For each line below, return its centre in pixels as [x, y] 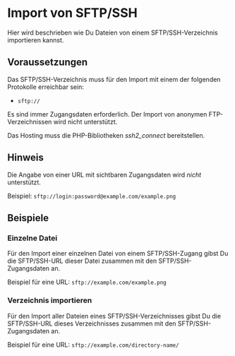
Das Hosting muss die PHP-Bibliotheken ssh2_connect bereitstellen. [106, 135]
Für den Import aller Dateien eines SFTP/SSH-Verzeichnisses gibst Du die [114, 316]
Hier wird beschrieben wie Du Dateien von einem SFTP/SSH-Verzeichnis [113, 32]
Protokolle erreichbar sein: [46, 87]
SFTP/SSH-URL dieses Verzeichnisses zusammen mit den [92, 324]
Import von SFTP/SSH [72, 13]
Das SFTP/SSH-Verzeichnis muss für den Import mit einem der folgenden [114, 79]
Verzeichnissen [30, 121]
